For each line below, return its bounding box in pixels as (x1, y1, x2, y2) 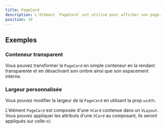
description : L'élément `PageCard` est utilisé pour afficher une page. (5, 12, 162, 17)
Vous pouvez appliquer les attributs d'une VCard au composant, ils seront (5, 113, 157, 119)
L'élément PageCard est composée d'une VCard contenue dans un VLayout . (5, 107, 158, 113)
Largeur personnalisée (5, 86, 62, 93)
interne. (5, 73, 22, 79)
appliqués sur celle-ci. (5, 118, 52, 124)
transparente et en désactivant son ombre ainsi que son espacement (5, 68, 149, 74)
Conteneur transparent (5, 51, 63, 58)
